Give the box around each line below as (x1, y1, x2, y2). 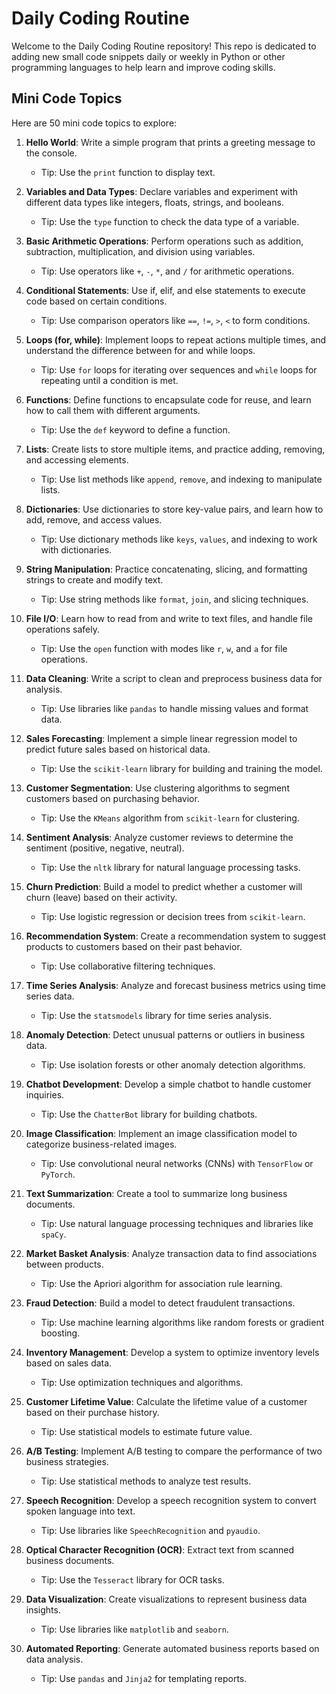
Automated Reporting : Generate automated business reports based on (25, 1642, 320, 1654)
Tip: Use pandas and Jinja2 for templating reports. (40, 1672, 248, 1684)
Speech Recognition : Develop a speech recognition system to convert (25, 1494, 317, 1506)
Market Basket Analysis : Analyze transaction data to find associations (25, 1247, 318, 1259)
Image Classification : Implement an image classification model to (25, 1127, 298, 1139)
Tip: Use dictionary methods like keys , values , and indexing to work (40, 533, 318, 545)
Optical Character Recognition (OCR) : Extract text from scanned (25, 1543, 295, 1556)
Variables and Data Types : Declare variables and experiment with (25, 185, 299, 197)
